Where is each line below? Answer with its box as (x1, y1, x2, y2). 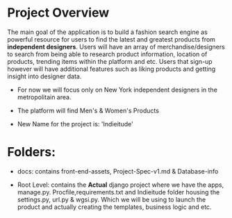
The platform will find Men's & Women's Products (17, 106, 160, 115)
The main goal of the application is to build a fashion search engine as (7, 28, 208, 36)
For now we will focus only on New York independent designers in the (17, 85, 217, 94)
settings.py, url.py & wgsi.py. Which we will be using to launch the (17, 195, 206, 203)
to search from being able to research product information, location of (7, 50, 208, 58)
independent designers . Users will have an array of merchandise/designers (7, 42, 226, 51)
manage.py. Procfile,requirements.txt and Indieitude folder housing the (17, 187, 220, 196)
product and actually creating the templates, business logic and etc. (17, 203, 212, 211)
